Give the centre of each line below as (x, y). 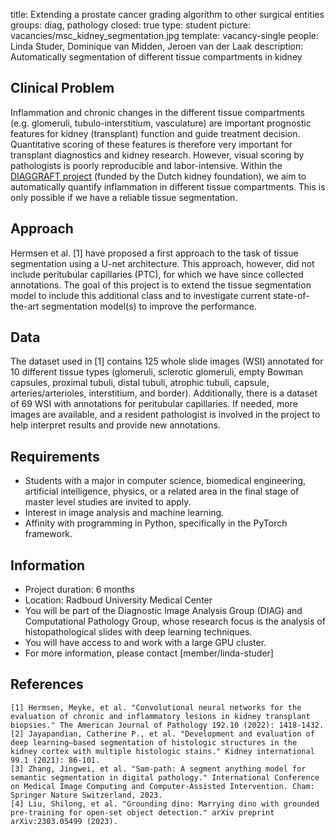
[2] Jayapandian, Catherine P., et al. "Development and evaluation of (162, 734)
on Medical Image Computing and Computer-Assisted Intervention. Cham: (162, 786)
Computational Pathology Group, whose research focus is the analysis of (175, 621)
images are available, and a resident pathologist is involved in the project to (165, 415)
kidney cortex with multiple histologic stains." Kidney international (162, 751)
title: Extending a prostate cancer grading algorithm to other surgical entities (167, 14)
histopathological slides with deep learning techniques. (138, 632)
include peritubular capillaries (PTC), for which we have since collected (157, 274)
